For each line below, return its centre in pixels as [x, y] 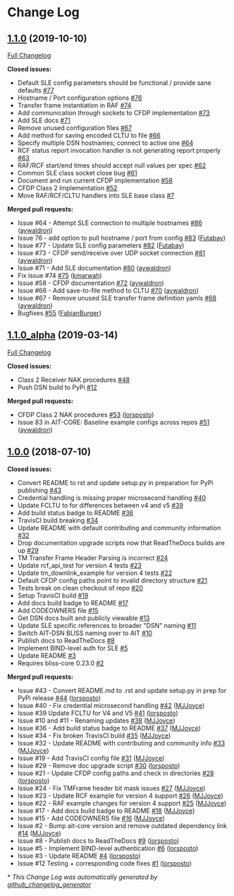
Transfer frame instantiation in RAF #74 [74, 105]
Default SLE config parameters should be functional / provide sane [114, 83]
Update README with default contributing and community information [119, 528]
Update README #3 [47, 656]
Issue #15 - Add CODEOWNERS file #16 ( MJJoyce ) [91, 818]
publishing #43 [39, 490]
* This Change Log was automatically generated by [82, 877]
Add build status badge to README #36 [75, 513]
